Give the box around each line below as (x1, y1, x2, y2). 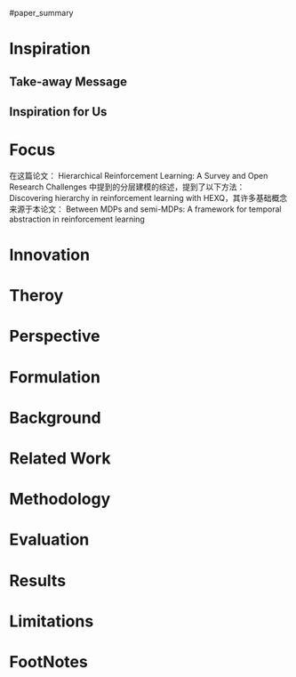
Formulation (9, 367, 100, 387)
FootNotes (9, 651, 89, 672)
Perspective (9, 326, 100, 346)
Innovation (9, 245, 91, 265)
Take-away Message (9, 74, 127, 89)
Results (9, 570, 67, 591)
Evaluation (9, 529, 90, 550)
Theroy (9, 286, 64, 306)
